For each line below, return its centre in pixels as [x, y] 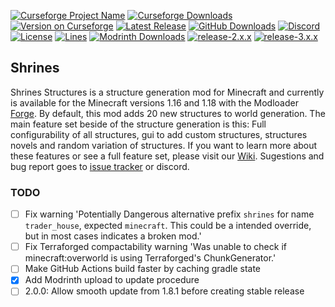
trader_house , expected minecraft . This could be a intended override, [168, 226]
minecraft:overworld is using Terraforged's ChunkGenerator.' [150, 258]
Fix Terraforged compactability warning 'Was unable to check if [155, 247]
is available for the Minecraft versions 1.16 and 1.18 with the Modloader [154, 102]
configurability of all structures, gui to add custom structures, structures [159, 134]
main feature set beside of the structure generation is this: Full [138, 124]
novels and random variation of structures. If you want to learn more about [164, 145]
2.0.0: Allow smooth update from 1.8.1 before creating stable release [164, 291]
